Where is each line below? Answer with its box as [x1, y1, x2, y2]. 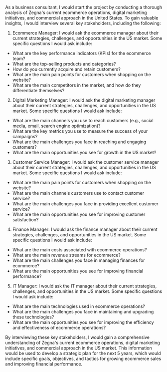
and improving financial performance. [5, 361, 83, 367]
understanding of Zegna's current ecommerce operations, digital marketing [5, 340, 161, 345]
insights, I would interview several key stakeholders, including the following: [5, 20, 161, 26]
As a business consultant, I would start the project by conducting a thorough [5, 5, 163, 10]
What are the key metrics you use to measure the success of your [12, 128, 148, 134]
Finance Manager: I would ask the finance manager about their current [12, 226, 158, 232]
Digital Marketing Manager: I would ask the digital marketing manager [12, 97, 156, 103]
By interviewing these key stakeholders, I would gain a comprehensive [5, 334, 150, 340]
